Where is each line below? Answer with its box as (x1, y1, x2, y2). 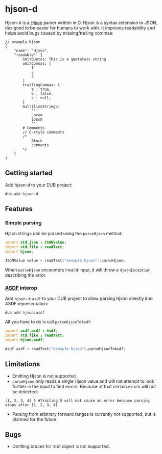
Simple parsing (5, 219, 42, 226)
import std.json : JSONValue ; (5, 240, 67, 245)
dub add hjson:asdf (5, 310, 45, 315)
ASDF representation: (5, 301, 48, 307)
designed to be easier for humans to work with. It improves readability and (5, 25, 155, 30)
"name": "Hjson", (14, 48, 49, 53)
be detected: (12, 389, 38, 395)
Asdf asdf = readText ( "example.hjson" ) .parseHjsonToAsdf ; (5, 346, 126, 351)
